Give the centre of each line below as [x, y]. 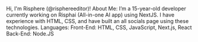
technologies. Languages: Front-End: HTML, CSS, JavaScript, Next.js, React [99, 27]
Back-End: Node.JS [30, 34]
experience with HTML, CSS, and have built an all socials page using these [98, 21]
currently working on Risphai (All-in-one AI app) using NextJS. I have [90, 15]
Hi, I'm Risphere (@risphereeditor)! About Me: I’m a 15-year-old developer [96, 9]
